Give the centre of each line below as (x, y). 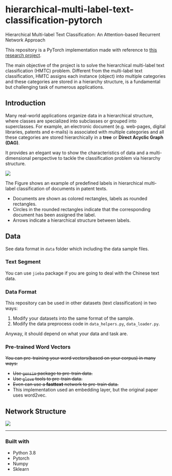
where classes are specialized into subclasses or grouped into (71, 121)
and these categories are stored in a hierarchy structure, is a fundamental (83, 81)
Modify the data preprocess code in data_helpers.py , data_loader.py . (86, 324)
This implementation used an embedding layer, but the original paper (85, 390)
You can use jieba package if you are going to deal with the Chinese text (82, 273)
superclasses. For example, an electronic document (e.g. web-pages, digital (85, 126)
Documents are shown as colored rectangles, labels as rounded (80, 198)
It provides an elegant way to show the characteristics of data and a (77, 153)
